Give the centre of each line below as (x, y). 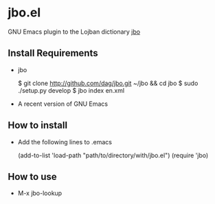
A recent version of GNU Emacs (63, 104)
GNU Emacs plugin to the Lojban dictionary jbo (74, 32)
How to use (32, 177)
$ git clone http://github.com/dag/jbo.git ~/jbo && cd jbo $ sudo (108, 83)
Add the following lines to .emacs (65, 141)
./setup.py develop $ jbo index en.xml (71, 90)
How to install (38, 125)
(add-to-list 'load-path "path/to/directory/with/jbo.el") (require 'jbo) (113, 155)
